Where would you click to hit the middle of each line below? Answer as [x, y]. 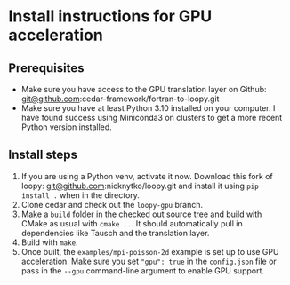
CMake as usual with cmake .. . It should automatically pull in [132, 223]
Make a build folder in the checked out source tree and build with [141, 214]
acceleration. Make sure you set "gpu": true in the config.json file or [149, 261]
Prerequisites [46, 68]
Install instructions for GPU [110, 16]
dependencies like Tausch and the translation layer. [115, 233]
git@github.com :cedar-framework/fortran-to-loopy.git [120, 99]
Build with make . [49, 242]
